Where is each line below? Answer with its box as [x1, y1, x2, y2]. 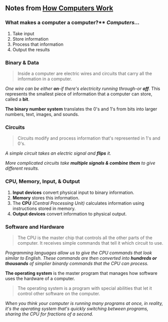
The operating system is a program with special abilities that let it [17, 285, 152, 291]
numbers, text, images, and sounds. [5, 111, 79, 117]
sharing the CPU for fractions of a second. [5, 311, 94, 317]
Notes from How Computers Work [5, 4, 113, 13]
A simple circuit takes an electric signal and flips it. [5, 150, 111, 156]
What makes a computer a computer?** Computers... [5, 19, 140, 26]
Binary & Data [5, 59, 39, 66]
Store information [12, 36, 49, 42]
